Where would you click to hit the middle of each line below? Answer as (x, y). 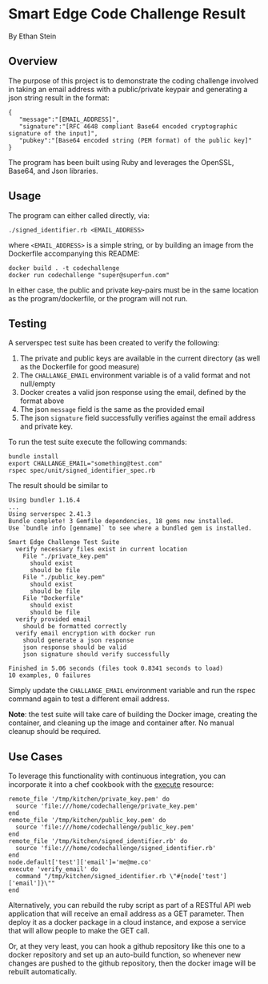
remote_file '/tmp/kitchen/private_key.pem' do (89, 799)
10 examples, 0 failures (50, 675)
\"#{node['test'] (198, 877)
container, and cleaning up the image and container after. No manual (121, 723)
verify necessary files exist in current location (102, 550)
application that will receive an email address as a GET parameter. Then (126, 913)
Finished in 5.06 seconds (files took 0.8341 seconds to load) (116, 669)
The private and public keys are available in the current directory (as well (140, 358)
